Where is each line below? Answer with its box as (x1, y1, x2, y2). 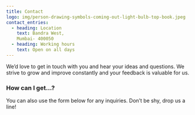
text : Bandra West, (16, 31, 65, 36)
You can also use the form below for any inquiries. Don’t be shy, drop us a (6, 97, 186, 104)
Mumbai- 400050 (16, 36, 54, 42)
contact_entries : (6, 19, 49, 25)
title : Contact (6, 8, 44, 15)
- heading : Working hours (11, 42, 75, 48)
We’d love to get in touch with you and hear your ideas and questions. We (6, 63, 184, 70)
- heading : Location (11, 25, 62, 31)
